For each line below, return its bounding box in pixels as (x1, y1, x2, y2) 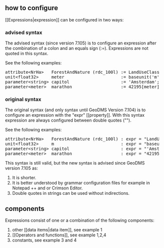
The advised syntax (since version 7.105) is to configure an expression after (5, 40, 157, 46)
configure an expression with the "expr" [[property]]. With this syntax (5, 112, 145, 118)
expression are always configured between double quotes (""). (5, 117, 132, 124)
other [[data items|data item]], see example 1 (12, 227, 102, 233)
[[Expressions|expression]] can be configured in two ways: (5, 17, 124, 22)
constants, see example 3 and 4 (12, 237, 77, 243)
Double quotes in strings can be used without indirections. (12, 190, 130, 196)
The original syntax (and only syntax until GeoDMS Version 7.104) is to (5, 107, 146, 113)
